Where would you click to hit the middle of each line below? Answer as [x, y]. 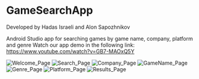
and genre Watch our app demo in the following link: [71, 45]
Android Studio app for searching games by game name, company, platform [99, 38]
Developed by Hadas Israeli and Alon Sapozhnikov [68, 27]
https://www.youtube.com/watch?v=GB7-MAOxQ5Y [70, 51]
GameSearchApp [50, 10]
